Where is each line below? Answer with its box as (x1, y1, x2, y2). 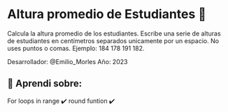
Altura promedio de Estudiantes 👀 (7, 6, 206, 22)
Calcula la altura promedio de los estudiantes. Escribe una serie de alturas (7, 29, 222, 38)
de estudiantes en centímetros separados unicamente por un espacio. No (7, 36, 219, 45)
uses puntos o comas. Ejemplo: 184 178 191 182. (7, 44, 145, 52)
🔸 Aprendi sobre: (7, 78, 83, 90)
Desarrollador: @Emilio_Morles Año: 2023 (7, 57, 128, 65)
